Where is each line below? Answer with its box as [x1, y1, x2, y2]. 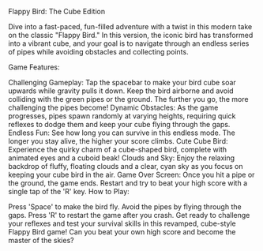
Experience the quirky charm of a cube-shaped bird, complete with [8, 145, 227, 154]
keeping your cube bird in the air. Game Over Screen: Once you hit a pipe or [8, 170, 255, 179]
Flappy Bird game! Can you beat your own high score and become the [8, 227, 236, 236]
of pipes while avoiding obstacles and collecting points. [8, 47, 189, 56]
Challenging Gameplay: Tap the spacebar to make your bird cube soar [8, 78, 237, 87]
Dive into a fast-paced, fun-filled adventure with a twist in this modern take [8, 22, 253, 31]
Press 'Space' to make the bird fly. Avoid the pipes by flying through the [8, 202, 242, 212]
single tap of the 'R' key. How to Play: [8, 187, 130, 196]
